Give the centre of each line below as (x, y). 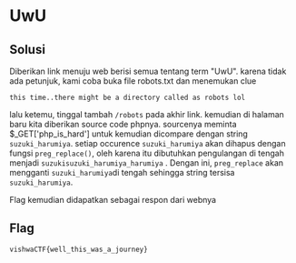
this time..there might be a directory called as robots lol (128, 97)
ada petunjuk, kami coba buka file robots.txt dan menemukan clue (133, 81)
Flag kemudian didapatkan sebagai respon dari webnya (113, 200)
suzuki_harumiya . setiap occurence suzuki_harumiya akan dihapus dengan (148, 143)
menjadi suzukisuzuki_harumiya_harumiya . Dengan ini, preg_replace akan (147, 163)
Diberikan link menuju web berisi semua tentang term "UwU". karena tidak (148, 71)
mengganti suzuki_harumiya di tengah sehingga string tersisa (122, 172)
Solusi (27, 50)
